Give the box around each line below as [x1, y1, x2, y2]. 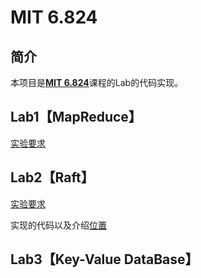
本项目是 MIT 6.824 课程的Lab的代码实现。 [10, 77, 184, 88]
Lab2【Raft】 [10, 169, 95, 186]
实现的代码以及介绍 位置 [10, 219, 107, 231]
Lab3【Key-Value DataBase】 [10, 251, 199, 268]
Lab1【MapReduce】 [10, 109, 142, 126]
